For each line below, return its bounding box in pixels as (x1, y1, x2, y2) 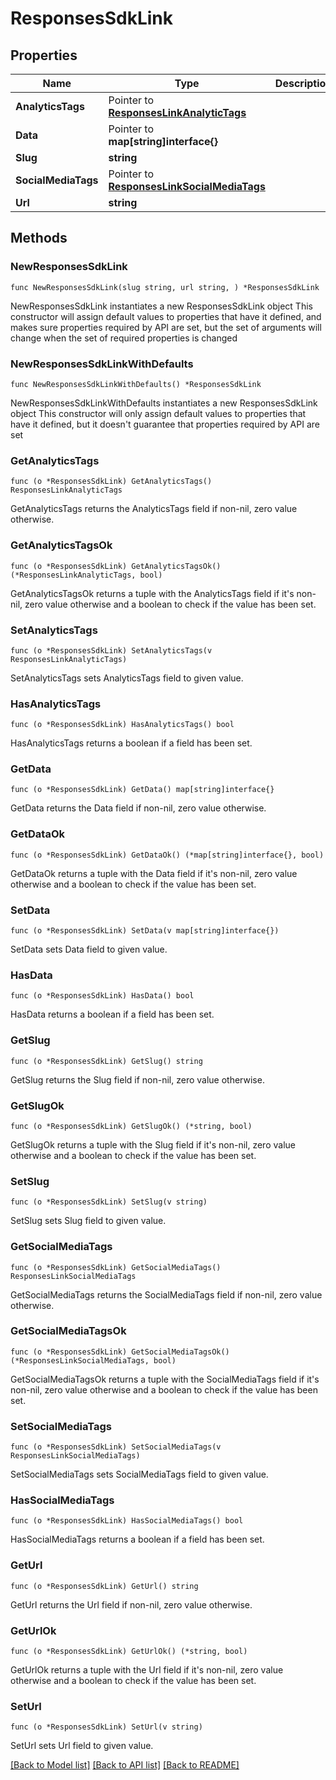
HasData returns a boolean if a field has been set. (10, 1008, 215, 1021)
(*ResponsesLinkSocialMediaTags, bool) (10, 1355, 177, 1366)
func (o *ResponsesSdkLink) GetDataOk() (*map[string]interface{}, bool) (10, 850, 325, 860)
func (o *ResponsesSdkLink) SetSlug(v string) (10, 1197, 208, 1207)
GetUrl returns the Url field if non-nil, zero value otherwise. (10, 1598, 253, 1611)
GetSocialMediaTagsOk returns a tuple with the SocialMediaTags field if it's (10, 1373, 320, 1385)
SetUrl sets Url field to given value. (10, 1740, 154, 1752)
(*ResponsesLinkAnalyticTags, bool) (10, 570, 163, 580)
